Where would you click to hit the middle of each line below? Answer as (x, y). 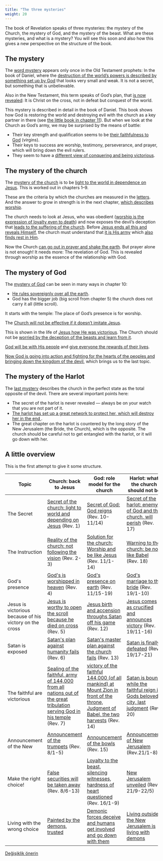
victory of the (102, 666)
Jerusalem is (141, 826)
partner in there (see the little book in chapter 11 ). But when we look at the (79, 120)
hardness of (100, 785)
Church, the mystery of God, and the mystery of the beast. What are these (79, 33)
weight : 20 (16, 14)
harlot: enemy (142, 505)
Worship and (101, 549)
